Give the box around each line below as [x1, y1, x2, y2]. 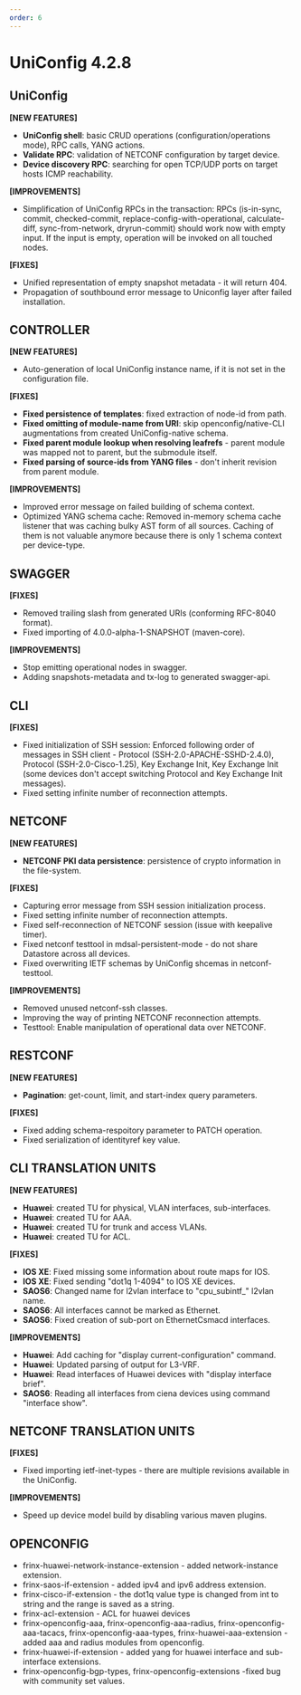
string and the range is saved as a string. [22, 1599, 174, 1610]
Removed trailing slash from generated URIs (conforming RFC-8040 [22, 608, 277, 618]
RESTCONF [9, 1048, 74, 1064]
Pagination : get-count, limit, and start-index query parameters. [22, 1089, 258, 1100]
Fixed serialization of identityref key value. [22, 1134, 181, 1145]
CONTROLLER [9, 322, 90, 338]
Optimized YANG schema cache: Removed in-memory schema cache [22, 511, 282, 522]
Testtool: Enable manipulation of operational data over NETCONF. [22, 1021, 267, 1032]
